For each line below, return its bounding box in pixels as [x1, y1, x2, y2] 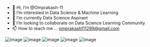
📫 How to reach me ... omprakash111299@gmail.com [12, 26, 120, 31]
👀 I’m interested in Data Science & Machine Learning [12, 10, 119, 16]
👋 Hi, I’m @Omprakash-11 [12, 5, 64, 10]
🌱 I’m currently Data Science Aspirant [12, 15, 88, 20]
